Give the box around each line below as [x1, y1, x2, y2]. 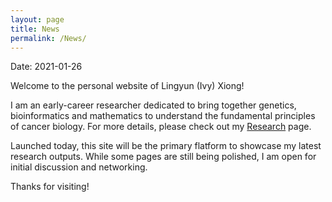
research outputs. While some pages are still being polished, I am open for [10, 151, 317, 163]
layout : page [10, 14, 65, 25]
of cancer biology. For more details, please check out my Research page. [10, 121, 312, 133]
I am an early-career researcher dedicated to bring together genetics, [10, 99, 297, 111]
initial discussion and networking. [10, 161, 148, 173]
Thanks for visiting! [10, 181, 90, 193]
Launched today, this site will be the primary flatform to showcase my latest [10, 140, 322, 152]
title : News [10, 24, 60, 34]
